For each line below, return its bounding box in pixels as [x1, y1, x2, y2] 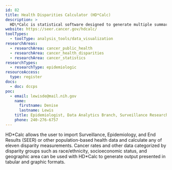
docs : [5, 79, 17, 84]
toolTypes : [5, 31, 29, 36]
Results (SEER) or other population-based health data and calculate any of [5, 137, 162, 143]
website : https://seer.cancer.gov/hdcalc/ [5, 27, 97, 32]
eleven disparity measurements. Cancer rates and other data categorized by [5, 142, 166, 148]
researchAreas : [5, 41, 38, 46]
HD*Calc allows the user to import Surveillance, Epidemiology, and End [5, 131, 156, 138]
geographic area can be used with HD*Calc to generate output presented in [5, 153, 166, 159]
